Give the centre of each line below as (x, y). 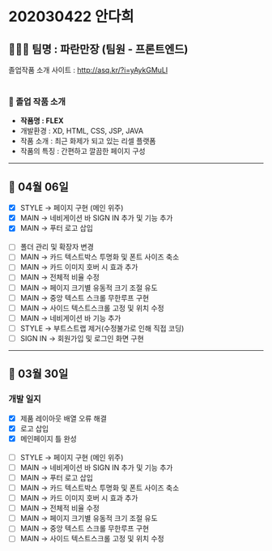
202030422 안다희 (72, 17)
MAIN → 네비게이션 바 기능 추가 (70, 318)
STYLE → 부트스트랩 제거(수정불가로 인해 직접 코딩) (102, 328)
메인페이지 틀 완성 (48, 438)
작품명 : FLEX (42, 121)
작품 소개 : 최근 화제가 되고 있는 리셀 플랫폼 (88, 141)
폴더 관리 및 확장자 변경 (57, 247)
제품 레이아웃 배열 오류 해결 (64, 418)
